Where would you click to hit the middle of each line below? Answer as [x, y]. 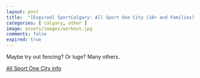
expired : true [24, 40]
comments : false [26, 34]
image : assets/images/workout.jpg [50, 28]
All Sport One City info [34, 68]
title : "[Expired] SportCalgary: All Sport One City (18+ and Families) [101, 17]
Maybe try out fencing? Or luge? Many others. [63, 57]
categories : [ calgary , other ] [47, 23]
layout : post [23, 12]
